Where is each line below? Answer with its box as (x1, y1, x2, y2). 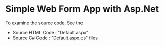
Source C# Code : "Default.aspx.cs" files (12, 35, 98, 41)
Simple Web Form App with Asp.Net (5, 3, 159, 15)
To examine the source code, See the (5, 20, 84, 26)
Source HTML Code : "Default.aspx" (12, 29, 89, 35)
